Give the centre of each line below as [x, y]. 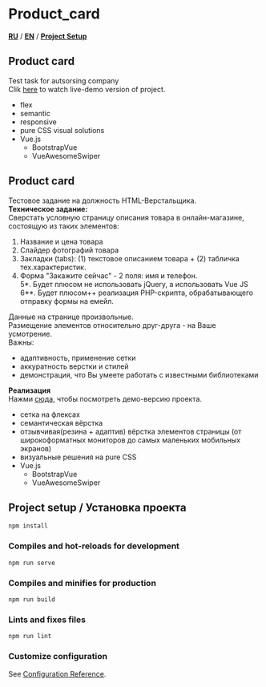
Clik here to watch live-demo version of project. [87, 89]
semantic [35, 113]
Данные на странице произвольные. [71, 317]
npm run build [32, 599]
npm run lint [30, 636]
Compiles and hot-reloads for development [94, 546]
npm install [28, 526]
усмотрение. [30, 333]
